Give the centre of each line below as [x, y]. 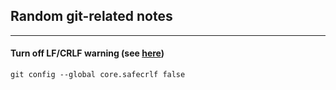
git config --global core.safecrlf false [98, 75]
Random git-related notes [91, 16]
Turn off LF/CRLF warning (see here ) [87, 53]
